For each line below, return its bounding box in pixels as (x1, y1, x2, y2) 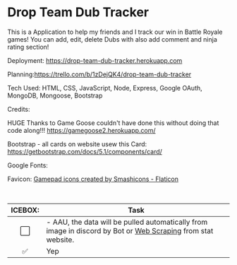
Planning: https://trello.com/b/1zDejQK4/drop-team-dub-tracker (7, 70, 192, 78)
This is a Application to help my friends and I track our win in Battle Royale (7, 28, 224, 36)
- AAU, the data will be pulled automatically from (46, 217, 208, 227)
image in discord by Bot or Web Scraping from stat (46, 225, 214, 235)
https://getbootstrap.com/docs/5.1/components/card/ (7, 147, 162, 155)
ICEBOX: (11, 205, 40, 215)
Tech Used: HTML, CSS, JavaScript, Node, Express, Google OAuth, (7, 83, 202, 92)
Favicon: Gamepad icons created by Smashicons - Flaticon (7, 175, 178, 183)
